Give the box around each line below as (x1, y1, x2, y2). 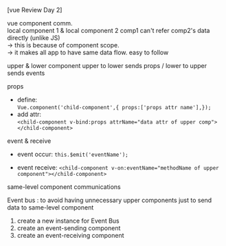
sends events (7, 69, 45, 77)
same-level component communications (7, 183, 122, 191)
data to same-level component (7, 203, 94, 212)
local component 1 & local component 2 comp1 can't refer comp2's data (7, 27, 210, 34)
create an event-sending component (16, 224, 121, 232)
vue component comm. (7, 19, 74, 27)
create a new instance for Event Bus (16, 216, 120, 225)
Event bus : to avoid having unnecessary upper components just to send (7, 196, 212, 204)
